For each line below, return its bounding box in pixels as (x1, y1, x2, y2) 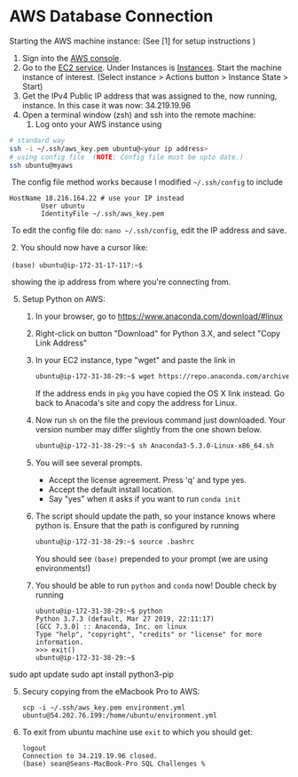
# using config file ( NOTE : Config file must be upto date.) (9, 153, 244, 162)
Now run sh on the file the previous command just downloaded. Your (35, 415, 286, 425)
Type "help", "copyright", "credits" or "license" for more (35, 630, 263, 639)
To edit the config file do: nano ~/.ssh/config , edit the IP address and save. (11, 225, 287, 236)
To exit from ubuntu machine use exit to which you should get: (21, 726, 253, 738)
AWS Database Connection (9, 6, 214, 27)
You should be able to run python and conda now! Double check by (35, 580, 278, 591)
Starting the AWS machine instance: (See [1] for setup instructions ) (9, 36, 256, 46)
